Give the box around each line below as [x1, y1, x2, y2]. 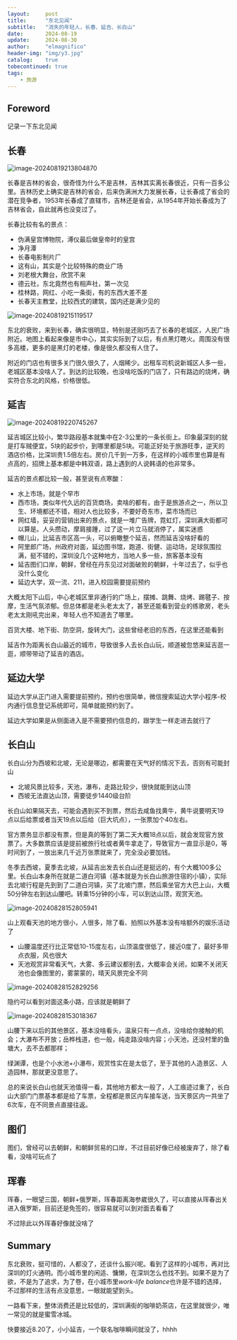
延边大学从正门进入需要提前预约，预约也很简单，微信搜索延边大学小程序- [7, 692, 221, 700]
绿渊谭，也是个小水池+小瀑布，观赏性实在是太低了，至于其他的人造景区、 [7, 1059, 222, 1068]
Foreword [7, 102, 51, 114]
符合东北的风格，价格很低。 [13, 376, 94, 384]
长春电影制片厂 [17, 253, 61, 261]
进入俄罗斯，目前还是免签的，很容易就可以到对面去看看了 [7, 1204, 174, 1213]
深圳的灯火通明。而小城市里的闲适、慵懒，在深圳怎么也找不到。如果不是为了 [7, 1268, 230, 1277]
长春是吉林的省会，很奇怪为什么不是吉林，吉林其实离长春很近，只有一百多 [7, 178, 224, 187]
